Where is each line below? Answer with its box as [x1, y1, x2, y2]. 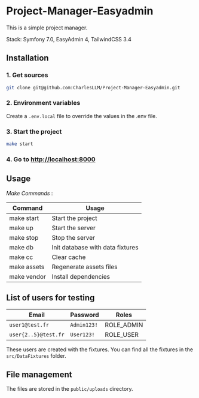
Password [70, 310, 100, 319]
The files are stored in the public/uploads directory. [6, 385, 133, 393]
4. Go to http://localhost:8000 [6, 155, 96, 163]
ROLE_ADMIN [105, 321, 143, 329]
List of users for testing [6, 293, 95, 303]
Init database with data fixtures [51, 243, 139, 251]
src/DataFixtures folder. [6, 352, 67, 359]
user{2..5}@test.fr [9, 331, 65, 338]
